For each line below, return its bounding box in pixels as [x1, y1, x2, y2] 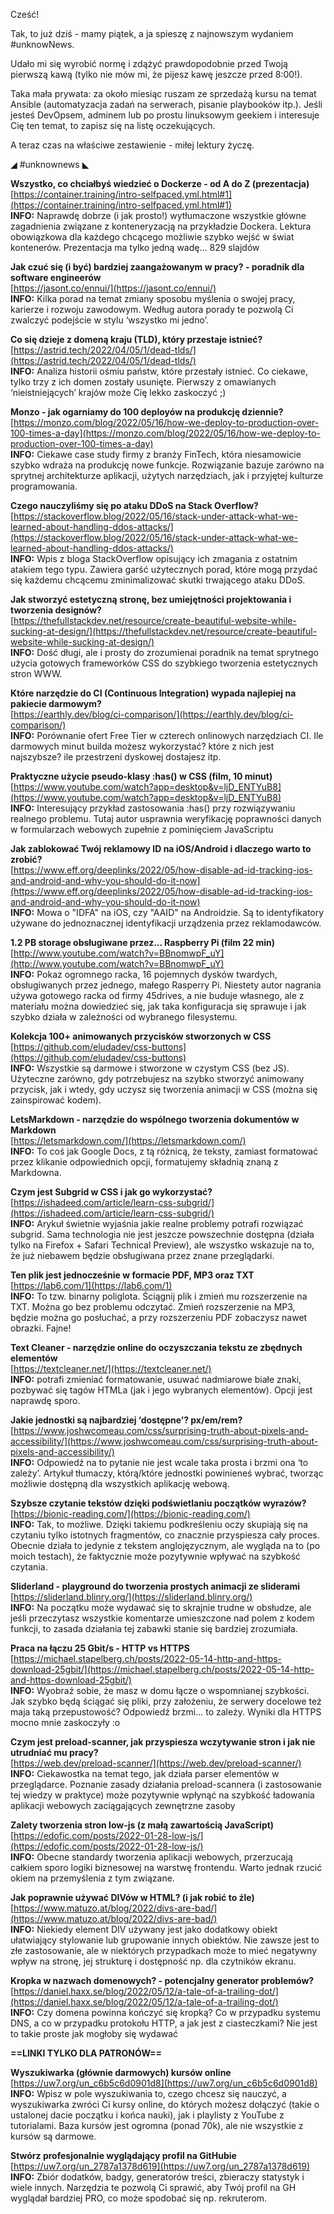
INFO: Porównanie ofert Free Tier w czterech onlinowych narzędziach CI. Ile [10, 730, 324, 741]
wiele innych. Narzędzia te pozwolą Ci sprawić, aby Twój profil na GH [10, 2182, 297, 2193]
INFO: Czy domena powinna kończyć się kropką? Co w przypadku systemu [10, 2007, 321, 2018]
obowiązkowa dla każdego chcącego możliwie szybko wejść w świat [10, 231, 295, 243]
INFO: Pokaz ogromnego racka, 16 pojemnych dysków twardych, [10, 969, 278, 980]
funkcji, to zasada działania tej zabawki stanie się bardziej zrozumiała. [10, 1623, 298, 1634]
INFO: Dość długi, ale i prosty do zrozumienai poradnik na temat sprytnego [10, 647, 319, 658]
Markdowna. [10, 1167, 62, 1178]
